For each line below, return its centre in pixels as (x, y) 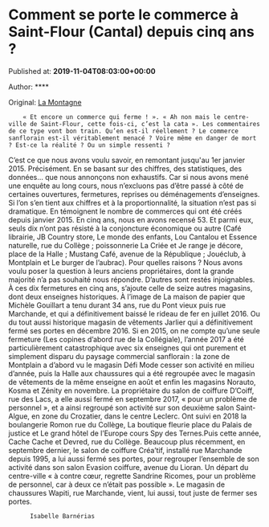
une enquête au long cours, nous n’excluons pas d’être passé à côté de (126, 186)
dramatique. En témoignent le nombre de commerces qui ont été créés (125, 211)
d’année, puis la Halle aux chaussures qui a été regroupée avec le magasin (132, 373)
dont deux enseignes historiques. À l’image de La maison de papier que (127, 296)
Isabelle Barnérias (62, 516)
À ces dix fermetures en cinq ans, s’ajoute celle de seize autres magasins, (130, 288)
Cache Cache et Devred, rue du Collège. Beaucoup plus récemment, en (127, 441)
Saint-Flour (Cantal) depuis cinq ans (131, 32)
